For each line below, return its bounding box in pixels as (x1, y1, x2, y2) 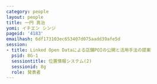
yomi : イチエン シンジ (6, 25, 56, 31)
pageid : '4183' (6, 31, 44, 37)
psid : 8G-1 (11, 53, 39, 59)
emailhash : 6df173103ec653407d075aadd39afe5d (6, 36, 120, 42)
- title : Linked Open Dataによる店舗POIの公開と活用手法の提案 (6, 47, 151, 53)
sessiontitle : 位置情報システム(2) (11, 58, 92, 64)
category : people (6, 8, 49, 15)
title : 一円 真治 (6, 20, 46, 25)
